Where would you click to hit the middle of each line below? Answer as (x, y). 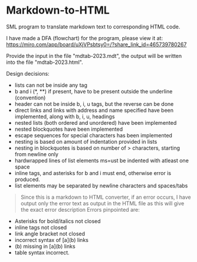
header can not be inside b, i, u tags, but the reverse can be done (94, 103)
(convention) (30, 98)
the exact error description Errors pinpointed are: (80, 209)
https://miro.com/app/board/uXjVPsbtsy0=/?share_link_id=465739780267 (96, 44)
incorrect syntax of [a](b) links (51, 240)
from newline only (37, 154)
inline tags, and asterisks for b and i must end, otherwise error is (93, 173)
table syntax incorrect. (42, 253)
